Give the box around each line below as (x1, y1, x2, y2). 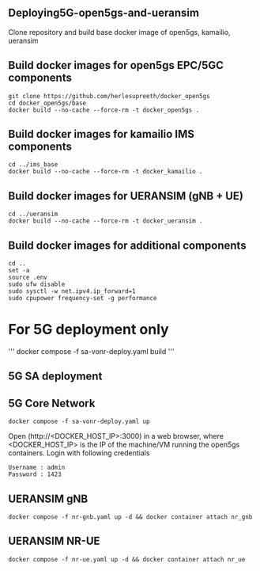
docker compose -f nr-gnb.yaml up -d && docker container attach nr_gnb (8, 513, 253, 521)
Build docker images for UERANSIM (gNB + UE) (8, 189, 243, 203)
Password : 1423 (8, 470, 62, 478)
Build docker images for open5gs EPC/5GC (8, 59, 224, 72)
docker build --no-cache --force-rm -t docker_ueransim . (8, 217, 203, 225)
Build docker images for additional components (8, 238, 247, 252)
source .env (8, 273, 47, 282)
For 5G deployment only (8, 321, 169, 339)
